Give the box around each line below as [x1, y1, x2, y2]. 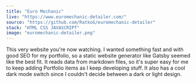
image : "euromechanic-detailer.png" [6, 30, 95, 36]
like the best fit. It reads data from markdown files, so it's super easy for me [6, 59, 189, 66]
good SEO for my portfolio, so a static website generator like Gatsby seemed [6, 52, 191, 59]
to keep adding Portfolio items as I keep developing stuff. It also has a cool [6, 64, 185, 71]
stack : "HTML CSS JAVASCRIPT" [6, 24, 80, 31]
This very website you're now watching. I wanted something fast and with [6, 46, 184, 53]
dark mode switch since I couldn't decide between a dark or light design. [6, 71, 182, 78]
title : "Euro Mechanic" [6, 8, 64, 15]
